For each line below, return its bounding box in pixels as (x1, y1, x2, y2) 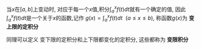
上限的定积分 (6, 23, 38, 30)
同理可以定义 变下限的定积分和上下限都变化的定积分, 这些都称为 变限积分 (6, 36, 189, 43)
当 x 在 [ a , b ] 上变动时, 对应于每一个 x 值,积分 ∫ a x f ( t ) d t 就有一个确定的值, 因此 (6, 5, 186, 14)
